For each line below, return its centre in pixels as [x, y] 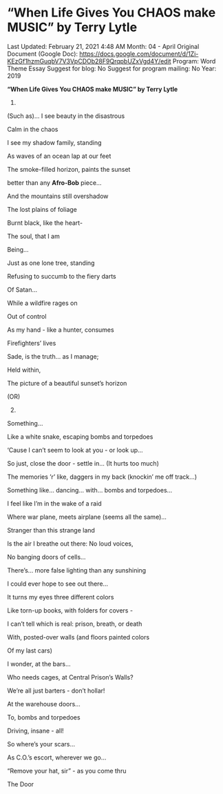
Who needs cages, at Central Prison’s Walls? [70, 677]
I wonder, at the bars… [39, 664]
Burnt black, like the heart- [45, 223]
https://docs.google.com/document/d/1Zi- [139, 54]
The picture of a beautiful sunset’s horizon [67, 383]
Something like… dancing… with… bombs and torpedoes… [90, 490]
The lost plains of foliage [42, 209]
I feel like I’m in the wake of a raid [54, 503]
